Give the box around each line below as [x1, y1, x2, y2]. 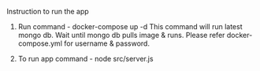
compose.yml [17, 39, 63, 48]
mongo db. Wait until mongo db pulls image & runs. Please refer [17, 31, 225, 39]
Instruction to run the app [6, 7, 89, 16]
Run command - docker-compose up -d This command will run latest [17, 22, 243, 31]
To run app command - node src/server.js [17, 54, 154, 63]
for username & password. [64, 39, 150, 48]
